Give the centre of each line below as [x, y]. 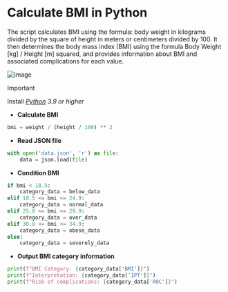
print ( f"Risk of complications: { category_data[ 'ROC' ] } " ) [92, 282]
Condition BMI [38, 173]
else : [15, 237]
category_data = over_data [58, 217]
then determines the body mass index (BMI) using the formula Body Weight [114, 46]
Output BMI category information [66, 256]
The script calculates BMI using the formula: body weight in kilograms [106, 32]
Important [21, 88]
